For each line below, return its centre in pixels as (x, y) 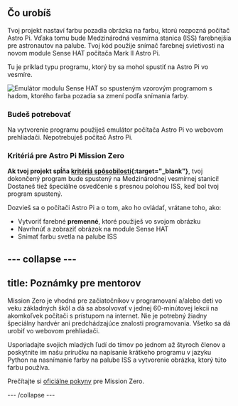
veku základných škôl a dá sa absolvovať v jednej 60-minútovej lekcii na (113, 308)
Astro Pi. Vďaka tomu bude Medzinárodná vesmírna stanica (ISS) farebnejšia (119, 38)
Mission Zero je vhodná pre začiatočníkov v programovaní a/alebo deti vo (115, 301)
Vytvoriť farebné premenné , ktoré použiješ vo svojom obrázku (109, 222)
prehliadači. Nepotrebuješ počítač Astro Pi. (70, 137)
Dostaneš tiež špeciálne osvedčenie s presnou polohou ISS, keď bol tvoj (113, 187)
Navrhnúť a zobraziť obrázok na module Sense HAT (93, 229)
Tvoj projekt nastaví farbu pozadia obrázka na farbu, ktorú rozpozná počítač (119, 30)
